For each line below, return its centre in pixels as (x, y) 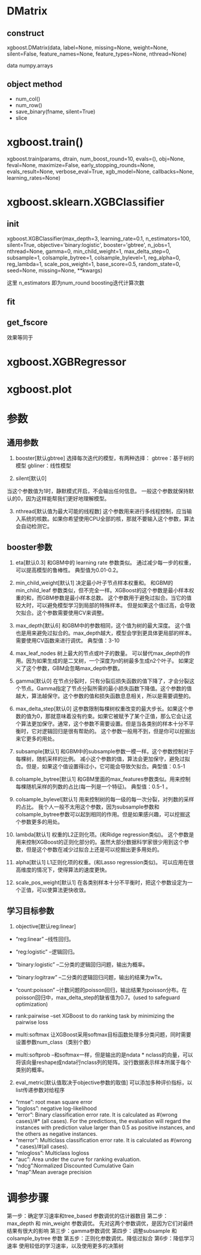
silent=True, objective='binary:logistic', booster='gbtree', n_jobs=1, (89, 245)
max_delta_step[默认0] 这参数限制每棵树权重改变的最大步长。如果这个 (102, 709)
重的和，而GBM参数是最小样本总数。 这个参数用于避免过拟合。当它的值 (103, 598)
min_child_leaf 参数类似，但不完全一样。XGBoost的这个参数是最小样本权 (105, 590)
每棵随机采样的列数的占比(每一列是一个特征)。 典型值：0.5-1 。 (93, 787)
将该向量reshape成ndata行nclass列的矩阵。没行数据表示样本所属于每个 (103, 1062)
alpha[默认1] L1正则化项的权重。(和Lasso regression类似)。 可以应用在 (102, 862)
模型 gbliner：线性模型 (43, 466)
